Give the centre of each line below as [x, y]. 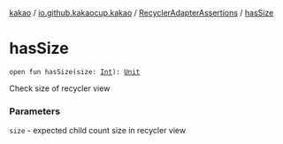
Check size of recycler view [60, 88]
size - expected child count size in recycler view [98, 131]
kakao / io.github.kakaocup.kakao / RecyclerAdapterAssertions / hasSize [141, 13]
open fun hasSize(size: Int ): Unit [75, 72]
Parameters [34, 111]
